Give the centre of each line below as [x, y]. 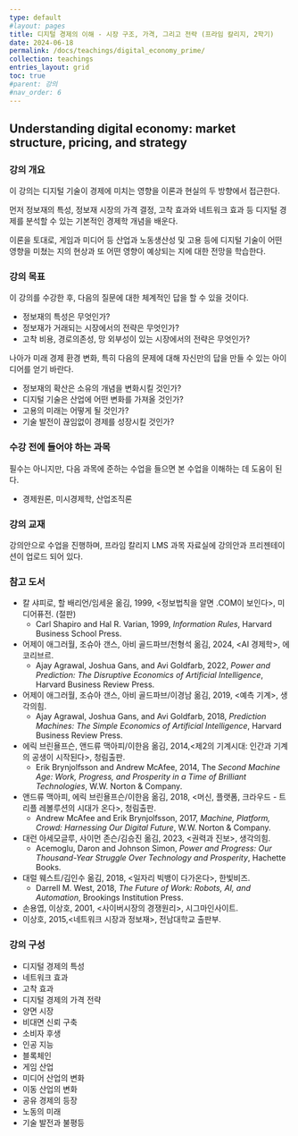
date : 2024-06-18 [41, 42]
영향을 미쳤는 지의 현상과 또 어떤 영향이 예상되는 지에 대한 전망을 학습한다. [137, 251]
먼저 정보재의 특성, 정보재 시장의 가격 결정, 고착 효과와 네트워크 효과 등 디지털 [144, 210]
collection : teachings [51, 59]
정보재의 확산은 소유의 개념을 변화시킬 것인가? [102, 388]
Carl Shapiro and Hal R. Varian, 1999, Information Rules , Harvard [153, 624]
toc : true [28, 76]
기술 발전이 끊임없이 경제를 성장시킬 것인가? [98, 422]
